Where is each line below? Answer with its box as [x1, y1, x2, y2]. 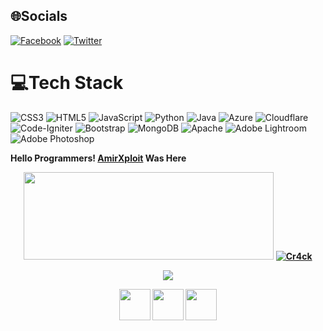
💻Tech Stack [10, 72, 124, 94]
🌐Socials [10, 8, 68, 25]
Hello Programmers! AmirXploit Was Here [10, 152, 187, 164]
